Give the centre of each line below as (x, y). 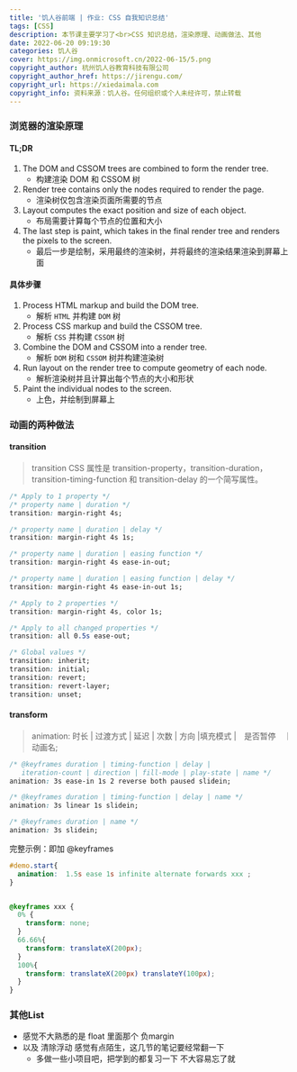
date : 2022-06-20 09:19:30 (60, 43)
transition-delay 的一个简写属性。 (201, 479)
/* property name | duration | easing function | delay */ (122, 579)
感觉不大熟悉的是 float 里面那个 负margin (98, 1036)
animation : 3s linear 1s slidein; (74, 806)
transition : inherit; (50, 661)
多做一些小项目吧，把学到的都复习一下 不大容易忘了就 (135, 1058)
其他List (27, 1015)
